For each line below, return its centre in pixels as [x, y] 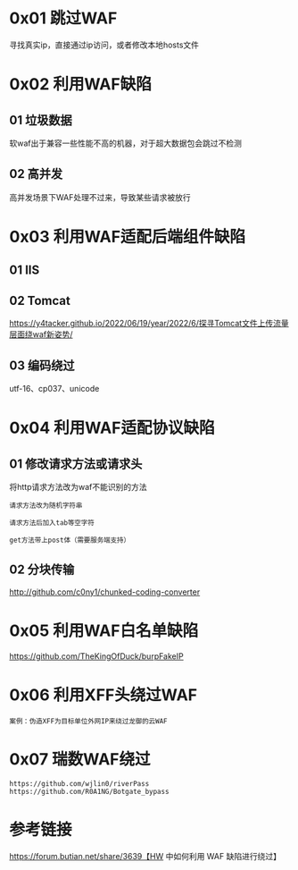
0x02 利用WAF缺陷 [80, 84]
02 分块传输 [42, 570]
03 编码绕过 [42, 365]
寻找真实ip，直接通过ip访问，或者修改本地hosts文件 [104, 45]
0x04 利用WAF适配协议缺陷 [112, 428]
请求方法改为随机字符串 [46, 505]
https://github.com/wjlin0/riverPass [79, 783]
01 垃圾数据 [41, 120]
